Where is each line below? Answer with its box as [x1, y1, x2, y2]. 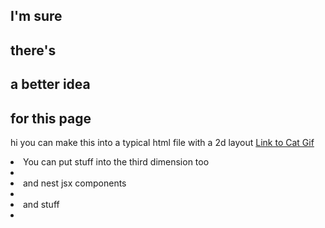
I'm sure [10, 8, 63, 25]
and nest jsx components [23, 177, 127, 189]
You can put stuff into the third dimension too [23, 155, 210, 168]
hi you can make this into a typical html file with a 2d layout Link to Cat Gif [10, 136, 315, 148]
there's [10, 42, 57, 59]
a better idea [10, 76, 91, 93]
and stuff [23, 198, 60, 210]
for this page [10, 110, 92, 127]
